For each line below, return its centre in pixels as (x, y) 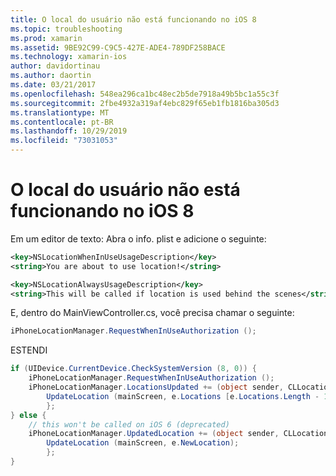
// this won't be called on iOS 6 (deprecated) (129, 424)
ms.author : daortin (51, 76)
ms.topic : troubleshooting (66, 29)
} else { (28, 415)
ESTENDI (29, 350)
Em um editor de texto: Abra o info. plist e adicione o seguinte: (138, 238)
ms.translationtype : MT (60, 112)
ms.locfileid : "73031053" (64, 141)
